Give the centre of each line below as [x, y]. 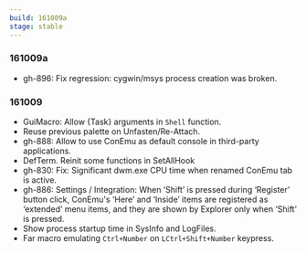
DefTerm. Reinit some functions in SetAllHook [109, 161]
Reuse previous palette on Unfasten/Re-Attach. [111, 132]
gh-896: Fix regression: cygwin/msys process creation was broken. [150, 78]
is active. [40, 180]
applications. [47, 151]
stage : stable [37, 26]
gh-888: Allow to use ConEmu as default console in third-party [141, 142]
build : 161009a [38, 18]
